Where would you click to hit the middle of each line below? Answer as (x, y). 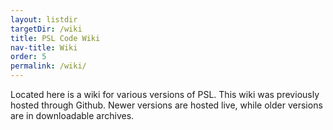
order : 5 (28, 57)
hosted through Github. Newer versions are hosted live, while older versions (166, 105)
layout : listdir (44, 19)
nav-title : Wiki (44, 47)
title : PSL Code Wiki (55, 38)
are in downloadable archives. (72, 115)
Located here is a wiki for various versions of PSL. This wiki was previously (165, 94)
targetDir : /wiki (46, 29)
